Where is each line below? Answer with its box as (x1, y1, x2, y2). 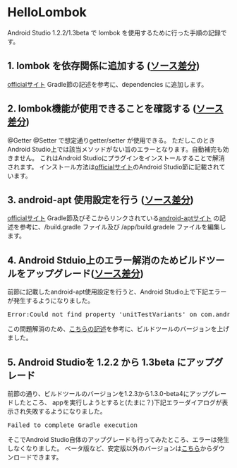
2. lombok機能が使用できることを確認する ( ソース (7, 103, 224, 115)
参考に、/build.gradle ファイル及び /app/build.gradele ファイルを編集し (19, 223, 226, 232)
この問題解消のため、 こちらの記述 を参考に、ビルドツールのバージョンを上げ (7, 325, 230, 333)
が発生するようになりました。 (7, 296, 94, 305)
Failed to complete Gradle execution (7, 421, 138, 429)
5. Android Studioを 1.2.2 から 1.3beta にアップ (7, 356, 214, 368)
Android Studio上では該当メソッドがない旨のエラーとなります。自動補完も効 (7, 145, 229, 153)
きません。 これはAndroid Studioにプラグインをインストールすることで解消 (7, 153, 225, 162)
